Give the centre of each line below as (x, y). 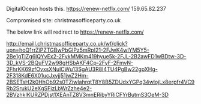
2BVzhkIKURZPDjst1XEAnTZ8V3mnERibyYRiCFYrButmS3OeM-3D (88, 95)
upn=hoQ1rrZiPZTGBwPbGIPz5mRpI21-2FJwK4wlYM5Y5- (78, 50)
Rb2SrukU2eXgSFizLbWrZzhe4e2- (49, 88)
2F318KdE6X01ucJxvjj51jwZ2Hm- (47, 75)
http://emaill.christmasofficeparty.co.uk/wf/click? (67, 44)
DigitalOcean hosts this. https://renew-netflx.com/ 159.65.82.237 (86, 9)
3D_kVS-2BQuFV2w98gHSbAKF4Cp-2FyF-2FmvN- (70, 63)
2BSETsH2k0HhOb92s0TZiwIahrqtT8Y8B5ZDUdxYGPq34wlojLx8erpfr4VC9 (100, 82)
